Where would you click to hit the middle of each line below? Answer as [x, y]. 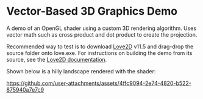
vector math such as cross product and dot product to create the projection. [102, 34]
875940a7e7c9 [25, 89]
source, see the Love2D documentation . [57, 59]
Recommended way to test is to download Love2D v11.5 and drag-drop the [100, 46]
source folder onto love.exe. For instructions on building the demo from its [99, 53]
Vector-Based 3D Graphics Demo [92, 11]
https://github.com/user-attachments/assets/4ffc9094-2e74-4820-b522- [99, 83]
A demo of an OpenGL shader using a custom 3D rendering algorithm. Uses [101, 28]
